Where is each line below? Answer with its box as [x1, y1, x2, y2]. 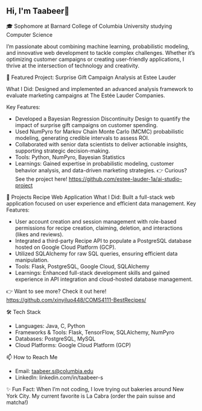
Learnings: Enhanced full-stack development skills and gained [14, 269, 170, 276]
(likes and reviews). [14, 230, 64, 238]
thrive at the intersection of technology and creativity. [6, 61, 140, 69]
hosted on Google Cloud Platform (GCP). [14, 243, 116, 251]
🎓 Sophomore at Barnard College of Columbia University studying [6, 22, 172, 30]
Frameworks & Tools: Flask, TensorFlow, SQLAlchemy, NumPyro [14, 328, 175, 336]
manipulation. [14, 256, 49, 263]
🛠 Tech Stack [6, 308, 41, 315]
